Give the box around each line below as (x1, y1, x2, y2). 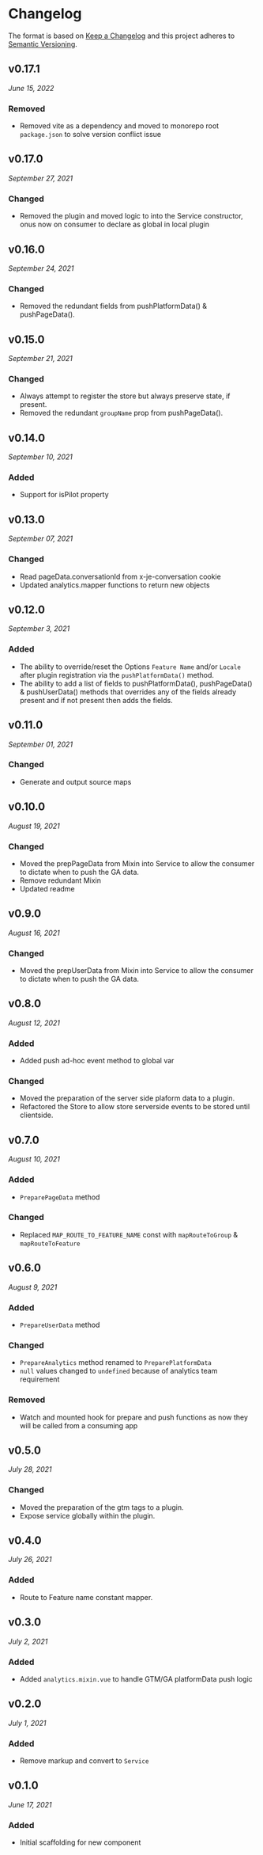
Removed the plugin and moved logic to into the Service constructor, (19, 211, 243, 221)
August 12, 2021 (8, 1018, 61, 1028)
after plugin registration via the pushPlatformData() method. (19, 670, 215, 679)
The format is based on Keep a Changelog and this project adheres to (8, 31, 235, 40)
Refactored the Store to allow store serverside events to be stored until (19, 1102, 250, 1112)
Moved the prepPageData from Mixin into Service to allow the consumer (19, 858, 255, 868)
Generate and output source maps (19, 777, 132, 786)
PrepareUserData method (19, 1320, 100, 1329)
